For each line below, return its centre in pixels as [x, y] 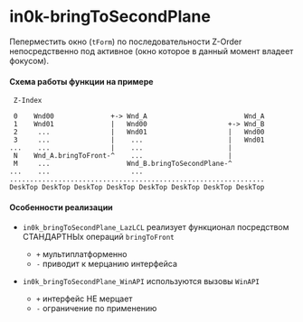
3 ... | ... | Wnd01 [139, 140]
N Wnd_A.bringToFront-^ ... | [123, 156]
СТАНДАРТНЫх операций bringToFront [98, 237]
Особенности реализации [61, 207]
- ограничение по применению [96, 308]
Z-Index [28, 101]
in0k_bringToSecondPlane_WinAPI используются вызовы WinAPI [141, 281]
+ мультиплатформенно [81, 254]
